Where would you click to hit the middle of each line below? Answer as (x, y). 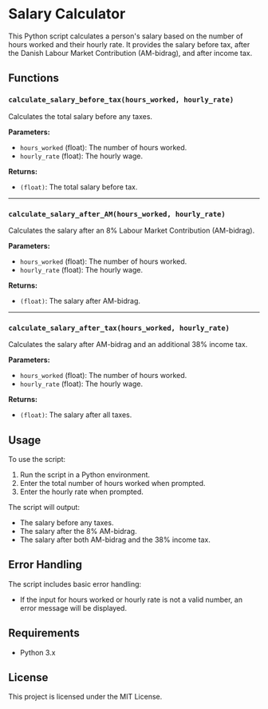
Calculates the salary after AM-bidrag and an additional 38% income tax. (128, 345)
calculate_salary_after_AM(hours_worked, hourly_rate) (117, 214)
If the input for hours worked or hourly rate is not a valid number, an (131, 599)
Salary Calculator (67, 14)
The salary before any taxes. (67, 523)
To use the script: (37, 460)
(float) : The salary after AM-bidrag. (80, 301)
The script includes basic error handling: (75, 584)
